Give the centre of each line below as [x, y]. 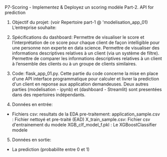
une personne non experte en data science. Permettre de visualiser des [85, 48]
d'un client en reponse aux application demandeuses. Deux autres [80, 84]
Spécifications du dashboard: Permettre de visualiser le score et [78, 37]
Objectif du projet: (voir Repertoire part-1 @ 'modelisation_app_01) [80, 22]
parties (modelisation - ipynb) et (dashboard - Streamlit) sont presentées [87, 89]
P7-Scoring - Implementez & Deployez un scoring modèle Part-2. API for [79, 7]
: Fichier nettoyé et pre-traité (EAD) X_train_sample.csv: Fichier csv [81, 119]
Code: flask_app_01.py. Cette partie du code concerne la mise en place [85, 73]
